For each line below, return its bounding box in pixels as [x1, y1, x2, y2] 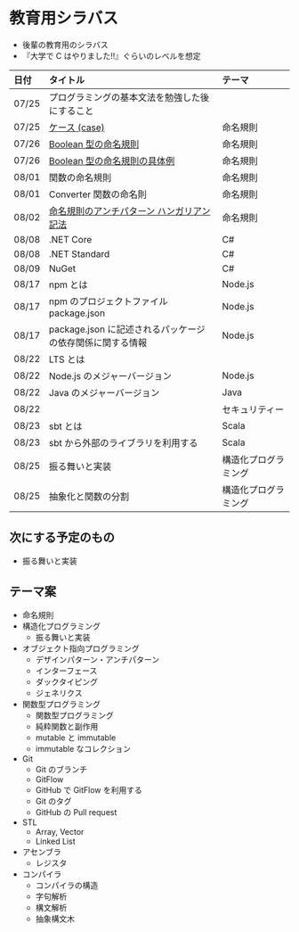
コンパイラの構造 [35, 879, 99, 890]
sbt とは [48, 420, 83, 433]
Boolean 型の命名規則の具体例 [48, 154, 175, 167]
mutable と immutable [35, 732, 117, 743]
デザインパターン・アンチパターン [35, 654, 160, 664]
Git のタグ [35, 796, 72, 806]
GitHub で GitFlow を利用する [35, 784, 142, 795]
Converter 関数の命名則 [48, 188, 147, 201]
